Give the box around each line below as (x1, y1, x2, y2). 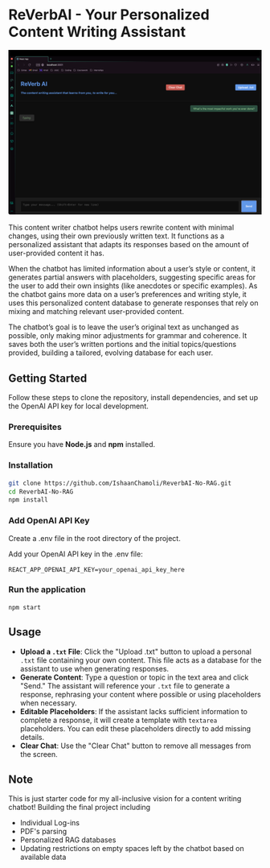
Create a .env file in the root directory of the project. (8, 533, 181, 543)
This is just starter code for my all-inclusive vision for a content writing (8, 794, 242, 804)
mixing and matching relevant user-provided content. (8, 307, 185, 316)
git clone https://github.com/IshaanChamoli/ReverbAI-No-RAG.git (8, 479, 231, 487)
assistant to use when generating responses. (19, 663, 170, 673)
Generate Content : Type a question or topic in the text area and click (19, 672, 249, 682)
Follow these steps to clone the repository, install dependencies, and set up (8, 393, 259, 403)
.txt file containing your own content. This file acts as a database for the (19, 655, 262, 665)
